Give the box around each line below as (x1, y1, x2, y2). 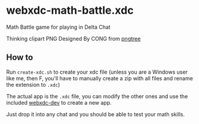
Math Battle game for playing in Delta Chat (6, 23, 111, 31)
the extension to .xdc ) (6, 81, 60, 88)
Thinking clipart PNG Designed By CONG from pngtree (6, 35, 141, 42)
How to (6, 52, 33, 63)
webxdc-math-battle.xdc (6, 4, 134, 17)
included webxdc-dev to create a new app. (6, 99, 112, 106)
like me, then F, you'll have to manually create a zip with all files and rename (6, 74, 193, 81)
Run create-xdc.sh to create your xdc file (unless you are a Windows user (6, 68, 188, 75)
